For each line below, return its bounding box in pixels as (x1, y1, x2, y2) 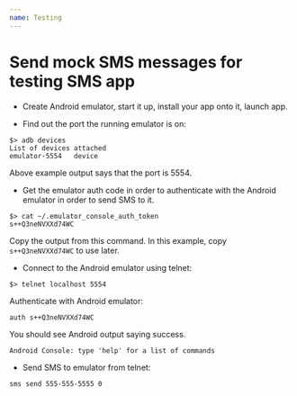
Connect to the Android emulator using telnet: (22, 262, 193, 273)
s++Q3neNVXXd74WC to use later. (9, 245, 120, 256)
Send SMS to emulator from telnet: (22, 362, 151, 373)
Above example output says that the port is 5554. (9, 167, 192, 178)
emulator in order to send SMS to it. (22, 194, 155, 205)
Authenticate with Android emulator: (9, 295, 144, 306)
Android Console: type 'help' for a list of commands (9, 346, 216, 355)
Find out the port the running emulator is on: (22, 118, 187, 129)
